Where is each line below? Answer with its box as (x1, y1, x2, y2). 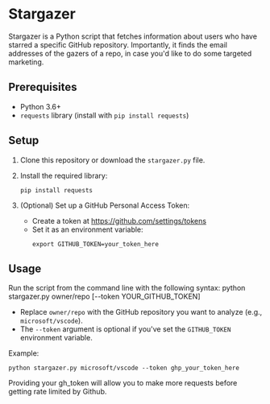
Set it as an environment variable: (31, 225, 143, 234)
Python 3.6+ (19, 101, 62, 111)
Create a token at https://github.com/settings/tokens (31, 216, 207, 225)
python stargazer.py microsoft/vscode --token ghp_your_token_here (8, 364, 240, 373)
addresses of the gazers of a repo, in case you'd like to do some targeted (8, 48, 252, 58)
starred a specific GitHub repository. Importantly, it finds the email (8, 39, 228, 49)
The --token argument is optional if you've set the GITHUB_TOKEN (19, 324, 231, 334)
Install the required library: (19, 171, 108, 180)
